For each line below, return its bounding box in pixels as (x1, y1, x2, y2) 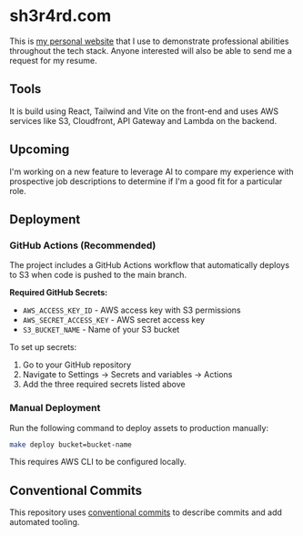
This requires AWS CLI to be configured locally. (9, 457, 187, 468)
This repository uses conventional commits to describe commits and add (9, 507, 282, 518)
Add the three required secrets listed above (22, 379, 186, 390)
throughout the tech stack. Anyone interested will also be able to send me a (9, 45, 293, 56)
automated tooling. (9, 517, 80, 528)
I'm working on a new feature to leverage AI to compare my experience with (9, 166, 294, 177)
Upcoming (9, 142, 70, 158)
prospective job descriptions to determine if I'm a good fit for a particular (9, 175, 283, 187)
